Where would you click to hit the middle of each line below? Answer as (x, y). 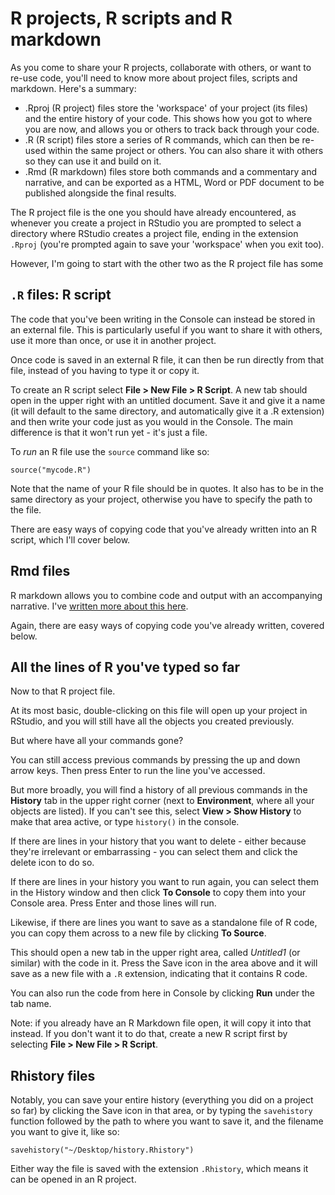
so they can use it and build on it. (93, 161)
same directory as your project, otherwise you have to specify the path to (161, 499)
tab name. (31, 1004)
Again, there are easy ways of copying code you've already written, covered (167, 625)
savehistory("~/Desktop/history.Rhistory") (102, 1150)
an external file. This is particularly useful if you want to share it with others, (166, 329)
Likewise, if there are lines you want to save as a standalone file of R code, (164, 923)
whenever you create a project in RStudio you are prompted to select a (156, 223)
